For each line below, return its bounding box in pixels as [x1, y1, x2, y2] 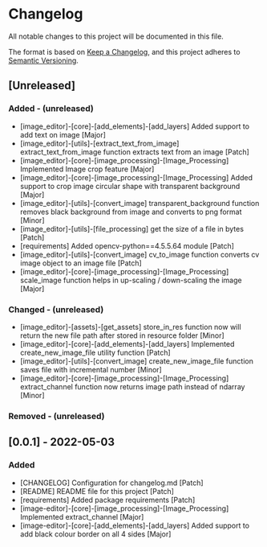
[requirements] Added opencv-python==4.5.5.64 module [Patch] [19, 241, 235, 250]
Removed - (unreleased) [8, 410, 105, 422]
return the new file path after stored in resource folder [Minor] [19, 331, 225, 340]
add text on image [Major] [19, 130, 107, 139]
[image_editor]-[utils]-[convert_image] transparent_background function [19, 198, 260, 208]
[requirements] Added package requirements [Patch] [19, 495, 196, 504]
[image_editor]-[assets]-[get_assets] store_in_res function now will [19, 322, 242, 331]
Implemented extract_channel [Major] [19, 512, 144, 521]
